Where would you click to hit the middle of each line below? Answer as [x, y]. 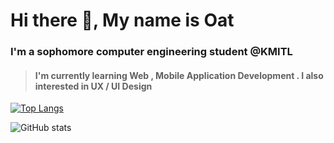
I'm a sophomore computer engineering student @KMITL [151, 52]
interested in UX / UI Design [93, 86]
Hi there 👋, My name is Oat [122, 20]
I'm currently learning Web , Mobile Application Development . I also [179, 75]
